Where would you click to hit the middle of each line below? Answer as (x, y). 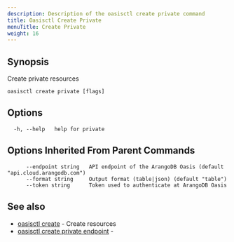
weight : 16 (23, 33)
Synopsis (28, 61)
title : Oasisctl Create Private (54, 20)
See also (26, 207)
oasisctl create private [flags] (56, 92)
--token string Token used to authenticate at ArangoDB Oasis (126, 185)
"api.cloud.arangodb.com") (47, 173)
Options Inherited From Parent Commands (101, 150)
